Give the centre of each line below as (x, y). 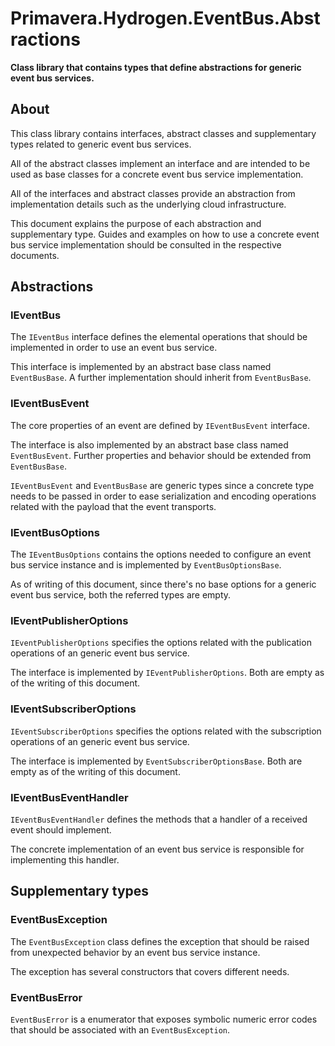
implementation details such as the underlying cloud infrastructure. (148, 204)
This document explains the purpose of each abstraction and (136, 223)
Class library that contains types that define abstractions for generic (156, 67)
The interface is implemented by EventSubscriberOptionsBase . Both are (156, 761)
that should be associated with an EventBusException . (120, 1029)
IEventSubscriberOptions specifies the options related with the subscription (166, 731)
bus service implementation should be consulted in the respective (146, 244)
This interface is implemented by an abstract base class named (141, 367)
